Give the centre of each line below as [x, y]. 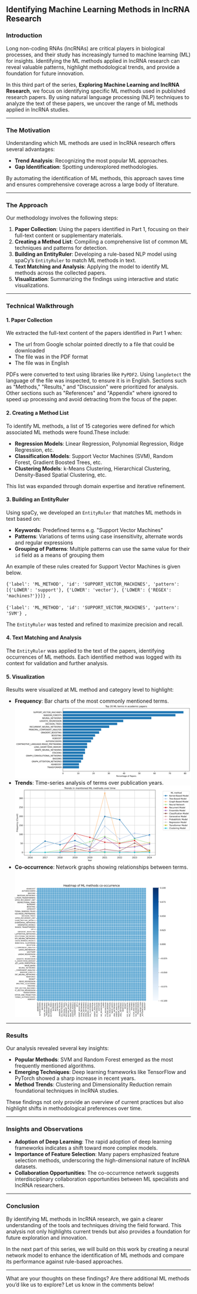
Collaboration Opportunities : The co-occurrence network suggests [97, 1173]
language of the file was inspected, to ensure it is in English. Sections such [96, 381]
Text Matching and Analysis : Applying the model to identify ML [91, 267]
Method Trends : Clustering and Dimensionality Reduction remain [93, 1085]
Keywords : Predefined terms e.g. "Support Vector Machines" [89, 530]
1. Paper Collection [29, 320]
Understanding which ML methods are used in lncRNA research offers [91, 143]
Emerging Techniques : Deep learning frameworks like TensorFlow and [100, 1072]
